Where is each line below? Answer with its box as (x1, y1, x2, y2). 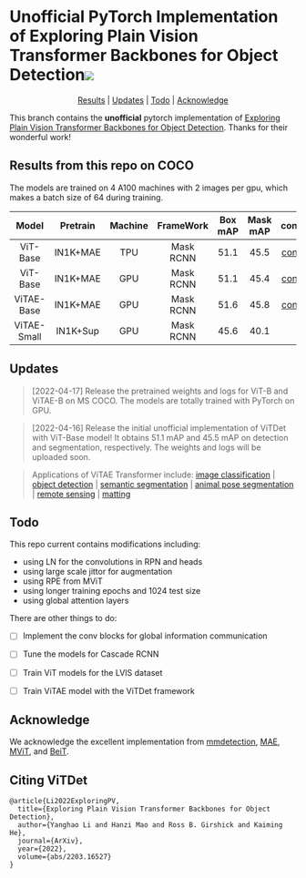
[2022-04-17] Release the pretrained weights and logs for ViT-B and (31, 385, 289, 396)
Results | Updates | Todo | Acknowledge (76, 94, 229, 106)
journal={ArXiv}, (17, 836, 84, 846)
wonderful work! (9, 131, 71, 142)
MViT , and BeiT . (9, 746, 70, 757)
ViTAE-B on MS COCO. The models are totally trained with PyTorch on (31, 394, 295, 406)
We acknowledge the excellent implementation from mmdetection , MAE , (9, 736, 280, 748)
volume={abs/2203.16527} (17, 852, 112, 862)
